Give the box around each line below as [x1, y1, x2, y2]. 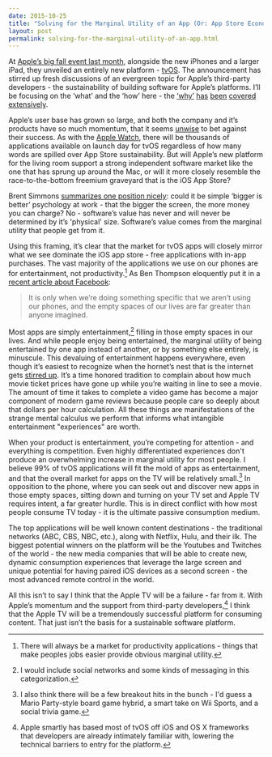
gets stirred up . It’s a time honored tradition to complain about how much [8, 370, 251, 380]
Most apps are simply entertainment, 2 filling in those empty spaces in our [8, 325, 253, 337]
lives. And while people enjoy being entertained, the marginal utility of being [8, 335, 261, 345]
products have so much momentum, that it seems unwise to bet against [8, 124, 247, 134]
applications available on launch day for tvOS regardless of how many [8, 141, 242, 151]
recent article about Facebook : [8, 277, 111, 287]
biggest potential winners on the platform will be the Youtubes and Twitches [8, 540, 261, 551]
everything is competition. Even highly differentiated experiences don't [8, 446, 245, 456]
